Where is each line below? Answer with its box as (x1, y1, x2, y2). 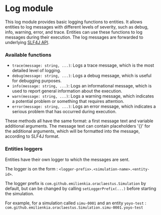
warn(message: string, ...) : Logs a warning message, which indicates (12, 93, 154, 99)
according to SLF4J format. (5, 133, 60, 139)
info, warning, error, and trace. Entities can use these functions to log (5, 29, 143, 35)
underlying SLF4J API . (5, 39, 50, 45)
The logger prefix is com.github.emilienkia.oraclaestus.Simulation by (5, 180, 146, 186)
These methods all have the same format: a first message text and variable (5, 118, 153, 124)
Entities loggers (5, 145, 43, 152)
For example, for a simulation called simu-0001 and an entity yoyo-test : (5, 200, 147, 206)
